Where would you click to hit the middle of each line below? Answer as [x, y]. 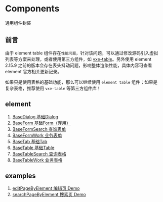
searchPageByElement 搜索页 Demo [49, 195]
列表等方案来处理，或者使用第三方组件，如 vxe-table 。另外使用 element [78, 59]
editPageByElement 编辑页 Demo [46, 188]
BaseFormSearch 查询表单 [39, 129]
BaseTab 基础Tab [30, 141]
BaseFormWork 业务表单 [37, 135]
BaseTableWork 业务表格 [37, 160]
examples [20, 176]
